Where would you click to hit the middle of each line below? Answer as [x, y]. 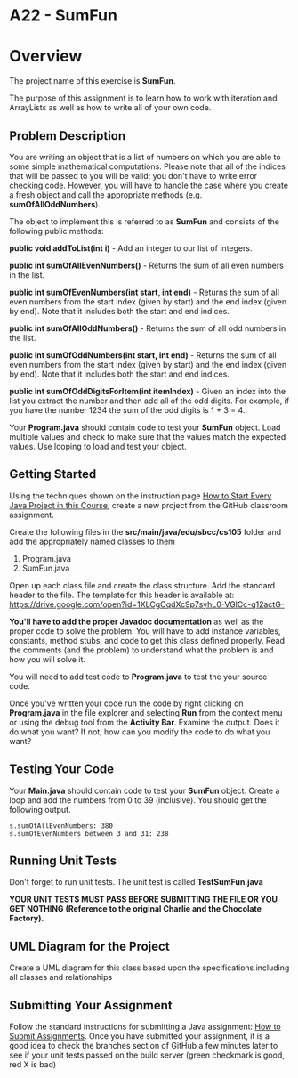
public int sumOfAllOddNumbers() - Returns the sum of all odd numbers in [148, 328]
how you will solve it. [48, 659]
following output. [40, 809]
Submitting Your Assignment [91, 1005]
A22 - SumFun [64, 16]
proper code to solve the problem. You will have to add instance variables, [145, 631]
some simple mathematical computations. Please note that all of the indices [148, 166]
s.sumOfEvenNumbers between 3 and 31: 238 [89, 833]
